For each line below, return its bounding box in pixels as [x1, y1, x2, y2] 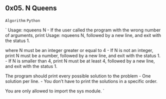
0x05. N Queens [5, 4, 57, 12]
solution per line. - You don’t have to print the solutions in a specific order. [5, 78, 157, 84]
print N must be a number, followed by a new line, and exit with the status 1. [5, 52, 161, 58]
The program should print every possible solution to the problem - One [5, 72, 151, 79]
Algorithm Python [5, 18, 40, 23]
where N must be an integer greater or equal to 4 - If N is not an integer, [5, 47, 153, 53]
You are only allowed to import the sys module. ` [5, 87, 105, 94]
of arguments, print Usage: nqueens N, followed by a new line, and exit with [5, 32, 161, 38]
